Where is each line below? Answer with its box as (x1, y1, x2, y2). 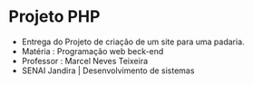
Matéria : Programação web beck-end (21, 45, 164, 56)
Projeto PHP (8, 6, 101, 27)
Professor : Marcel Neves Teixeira (21, 55, 149, 66)
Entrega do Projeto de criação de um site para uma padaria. (21, 36, 246, 47)
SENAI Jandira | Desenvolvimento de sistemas (21, 65, 195, 76)
